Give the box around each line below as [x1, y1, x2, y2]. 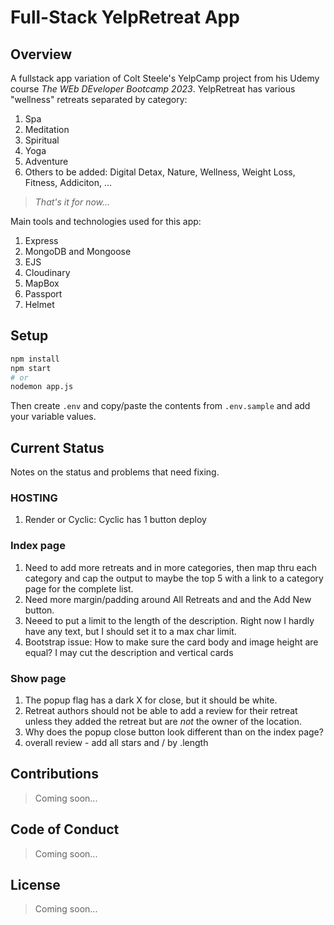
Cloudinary [24, 267, 71, 278]
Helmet [24, 299, 55, 310]
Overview [10, 46, 73, 63]
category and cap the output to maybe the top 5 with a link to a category [24, 572, 324, 584]
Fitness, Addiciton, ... [24, 177, 112, 188]
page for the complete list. [24, 582, 134, 595]
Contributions [10, 766, 99, 783]
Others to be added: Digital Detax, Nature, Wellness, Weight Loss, [24, 166, 296, 178]
